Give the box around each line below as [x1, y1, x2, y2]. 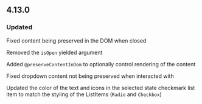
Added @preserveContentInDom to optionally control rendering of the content [6, 60, 196, 68]
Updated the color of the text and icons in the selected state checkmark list [6, 84, 195, 91]
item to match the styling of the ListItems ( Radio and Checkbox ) [6, 91, 162, 98]
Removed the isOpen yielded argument [6, 49, 103, 56]
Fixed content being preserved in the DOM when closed [6, 36, 147, 44]
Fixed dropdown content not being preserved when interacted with [6, 72, 175, 80]
